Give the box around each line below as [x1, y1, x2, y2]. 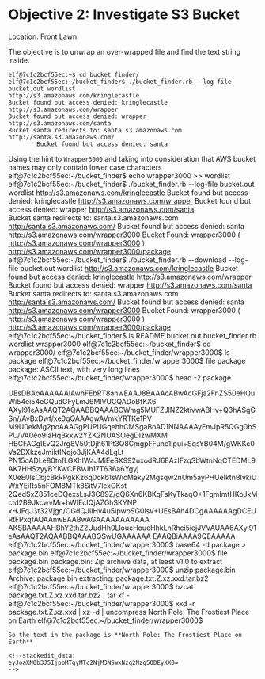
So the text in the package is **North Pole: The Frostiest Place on [8, 631, 243, 639]
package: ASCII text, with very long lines [8, 364, 140, 374]
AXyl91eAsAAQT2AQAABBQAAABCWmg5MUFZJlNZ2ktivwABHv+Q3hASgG [8, 405, 256, 414]
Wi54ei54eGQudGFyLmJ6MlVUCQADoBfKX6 [8, 396, 157, 406]
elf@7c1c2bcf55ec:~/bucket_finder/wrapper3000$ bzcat [8, 582, 194, 591]
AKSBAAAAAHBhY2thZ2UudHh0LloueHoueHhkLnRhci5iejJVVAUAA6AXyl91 [8, 523, 257, 532]
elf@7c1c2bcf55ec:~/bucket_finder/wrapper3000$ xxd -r [8, 598, 195, 608]
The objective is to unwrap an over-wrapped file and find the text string [8, 47, 241, 56]
